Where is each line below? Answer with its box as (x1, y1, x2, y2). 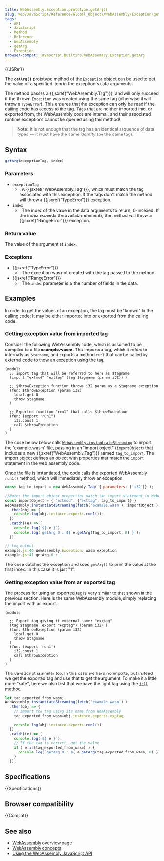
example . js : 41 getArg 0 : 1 (5, 553, 62, 558)
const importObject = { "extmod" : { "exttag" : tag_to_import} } (5, 498, 137, 503)
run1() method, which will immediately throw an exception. (5, 475, 123, 481)
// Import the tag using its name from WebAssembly (14, 709, 121, 714)
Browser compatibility (5, 800, 74, 808)
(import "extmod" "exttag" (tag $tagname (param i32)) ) (9, 375, 128, 380)
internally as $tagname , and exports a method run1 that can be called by (5, 352, 148, 358)
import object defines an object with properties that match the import (5, 455, 144, 461)
